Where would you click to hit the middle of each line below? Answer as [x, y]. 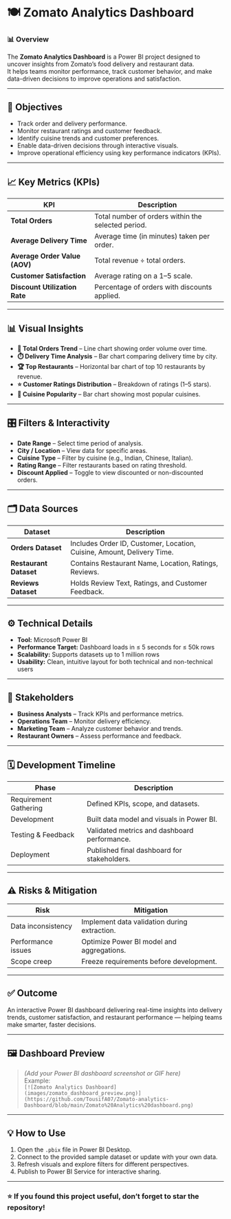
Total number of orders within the [148, 216]
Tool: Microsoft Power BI [52, 640]
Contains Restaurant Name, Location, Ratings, [144, 563]
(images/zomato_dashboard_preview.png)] [82, 1094]
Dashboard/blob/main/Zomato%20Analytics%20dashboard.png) [109, 1106]
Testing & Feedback [43, 834]
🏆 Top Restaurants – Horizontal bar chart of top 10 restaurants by [111, 366]
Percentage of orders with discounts [153, 288]
